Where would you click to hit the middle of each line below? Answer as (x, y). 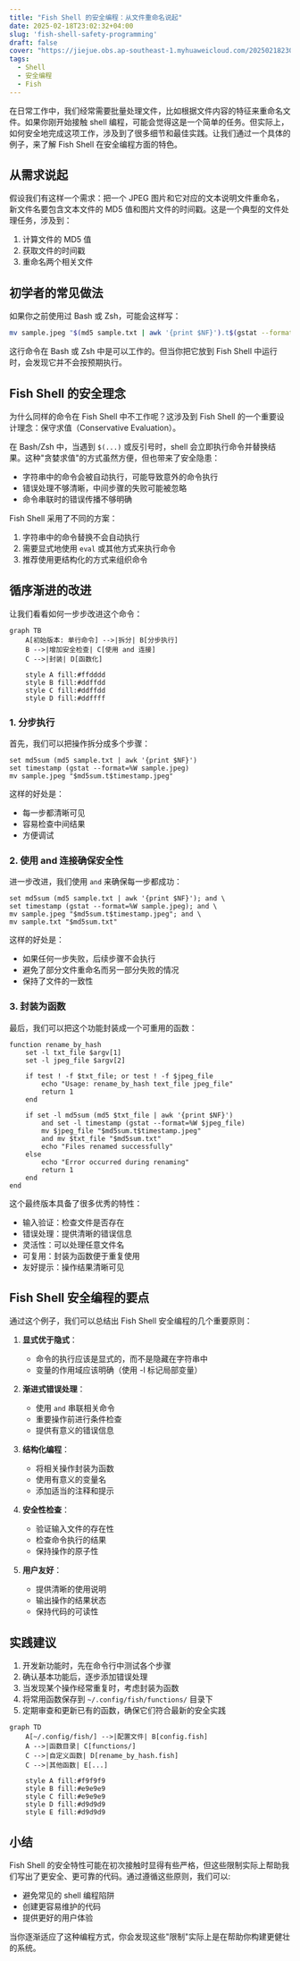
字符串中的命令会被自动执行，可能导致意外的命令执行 (120, 477)
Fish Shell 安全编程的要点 (79, 1298)
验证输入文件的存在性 (75, 1529)
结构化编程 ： (46, 1450)
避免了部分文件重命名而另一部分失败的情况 (100, 970)
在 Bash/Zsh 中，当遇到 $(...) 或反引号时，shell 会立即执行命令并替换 (139, 446)
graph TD (25, 1728)
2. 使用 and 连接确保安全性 (67, 860)
